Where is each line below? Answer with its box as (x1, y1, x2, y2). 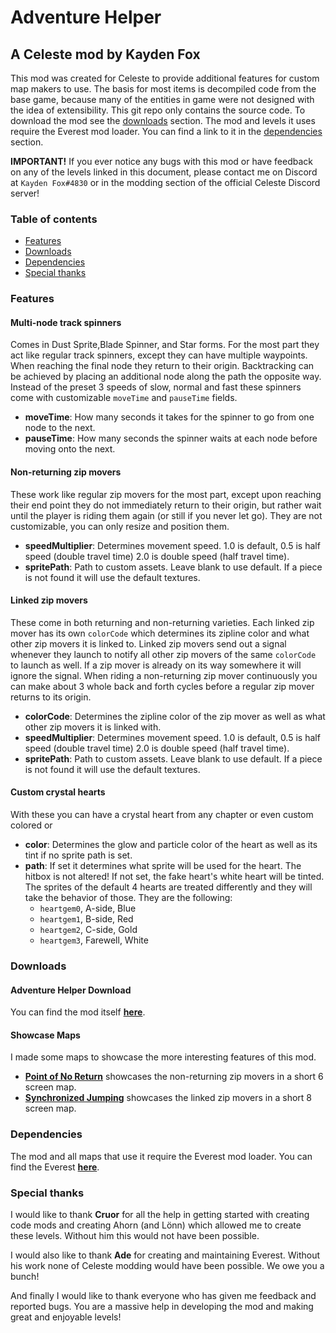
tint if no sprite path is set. (24, 849, 133, 861)
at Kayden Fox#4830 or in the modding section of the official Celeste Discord (10, 177, 321, 188)
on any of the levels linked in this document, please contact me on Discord (10, 166, 318, 178)
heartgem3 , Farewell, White (39, 934, 149, 946)
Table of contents (10, 212, 98, 226)
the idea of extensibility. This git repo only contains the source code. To (10, 104, 306, 116)
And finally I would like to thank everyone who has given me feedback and (10, 1289, 317, 1301)
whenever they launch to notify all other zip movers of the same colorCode (10, 648, 317, 660)
